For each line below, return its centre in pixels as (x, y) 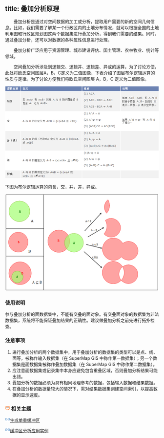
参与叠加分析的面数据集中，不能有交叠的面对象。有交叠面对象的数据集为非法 (82, 314)
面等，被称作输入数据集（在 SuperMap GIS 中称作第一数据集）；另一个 (82, 358)
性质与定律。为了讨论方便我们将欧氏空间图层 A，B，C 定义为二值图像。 (77, 79)
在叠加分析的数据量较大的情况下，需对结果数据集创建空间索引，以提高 (83, 389)
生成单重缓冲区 (25, 420)
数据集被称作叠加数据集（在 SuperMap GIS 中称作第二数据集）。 (93, 364)
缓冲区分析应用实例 (29, 431)
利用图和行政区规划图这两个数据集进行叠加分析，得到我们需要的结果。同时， (82, 34)
